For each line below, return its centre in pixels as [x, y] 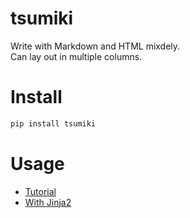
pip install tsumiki [53, 123]
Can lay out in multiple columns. [76, 56]
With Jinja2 [48, 202]
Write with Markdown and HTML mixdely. [95, 46]
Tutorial [40, 191]
